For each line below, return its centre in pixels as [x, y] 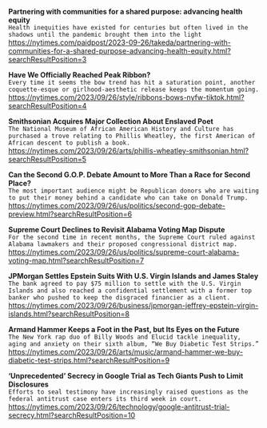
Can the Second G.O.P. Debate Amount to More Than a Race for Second [129, 174]
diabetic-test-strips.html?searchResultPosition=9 [89, 360]
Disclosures [29, 384]
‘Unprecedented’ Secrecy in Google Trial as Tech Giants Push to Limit [126, 376]
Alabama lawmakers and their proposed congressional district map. [123, 244]
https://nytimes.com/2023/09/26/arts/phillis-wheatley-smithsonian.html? [129, 151]
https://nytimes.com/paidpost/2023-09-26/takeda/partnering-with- [120, 42]
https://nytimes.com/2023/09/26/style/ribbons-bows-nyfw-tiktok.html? [127, 97]
